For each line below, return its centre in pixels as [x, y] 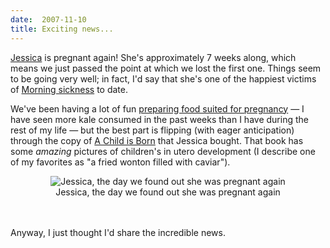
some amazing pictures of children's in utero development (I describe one [163, 151]
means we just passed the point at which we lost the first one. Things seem [166, 68]
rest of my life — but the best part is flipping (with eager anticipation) [152, 130]
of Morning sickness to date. [69, 89]
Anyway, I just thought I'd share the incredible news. [118, 232]
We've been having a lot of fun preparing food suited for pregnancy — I [157, 108]
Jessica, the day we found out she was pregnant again [168, 192]
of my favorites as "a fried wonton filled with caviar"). [120, 162]
